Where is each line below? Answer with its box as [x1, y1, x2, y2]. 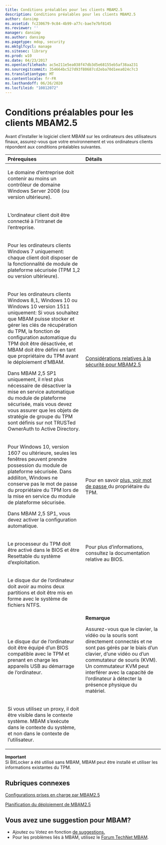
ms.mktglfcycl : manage [5, 44, 52, 49]
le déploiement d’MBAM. [7, 359, 65, 366]
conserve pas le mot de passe [7, 481, 78, 488]
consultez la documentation [85, 550, 150, 557]
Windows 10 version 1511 [7, 303, 70, 310]
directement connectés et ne [85, 638, 152, 645]
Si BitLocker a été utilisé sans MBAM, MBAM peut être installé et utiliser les [5, 759, 158, 765]
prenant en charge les [7, 657, 58, 664]
